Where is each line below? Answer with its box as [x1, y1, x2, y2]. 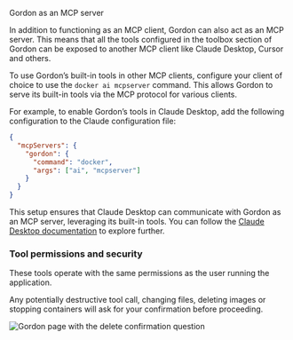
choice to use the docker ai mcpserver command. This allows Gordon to [9, 80, 273, 90]
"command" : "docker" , [32, 157, 114, 167]
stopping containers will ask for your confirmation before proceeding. [9, 304, 264, 314]
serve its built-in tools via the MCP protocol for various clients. [9, 89, 238, 99]
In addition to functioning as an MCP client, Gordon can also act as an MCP [9, 25, 284, 35]
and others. [9, 53, 51, 63]
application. [9, 277, 52, 288]
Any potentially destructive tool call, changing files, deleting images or [9, 295, 266, 305]
